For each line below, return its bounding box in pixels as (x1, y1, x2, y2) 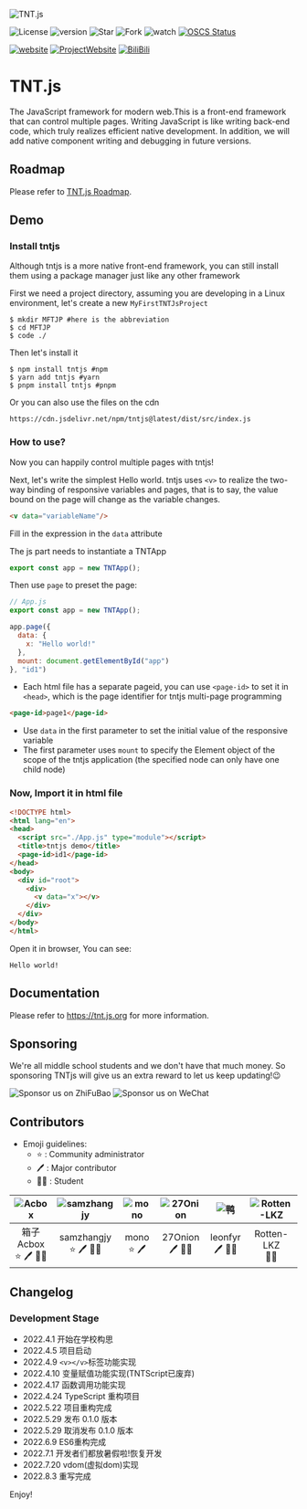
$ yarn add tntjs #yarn (9, 373, 101, 383)
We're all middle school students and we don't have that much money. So (9, 1061, 286, 1071)
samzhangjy (58, 1231, 112, 1244)
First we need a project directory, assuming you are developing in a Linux (9, 288, 286, 299)
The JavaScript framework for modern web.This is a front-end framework (9, 106, 287, 117)
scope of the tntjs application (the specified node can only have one (22, 754, 281, 765)
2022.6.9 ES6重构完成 (22, 1436, 107, 1447)
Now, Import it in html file (9, 786, 123, 799)
